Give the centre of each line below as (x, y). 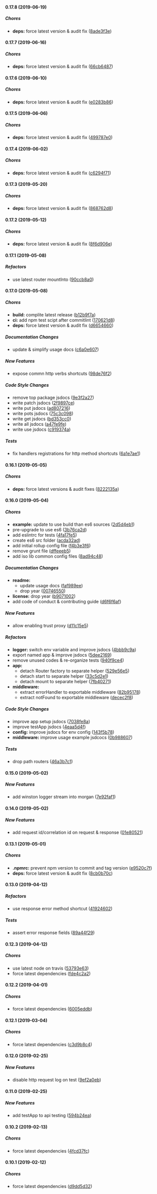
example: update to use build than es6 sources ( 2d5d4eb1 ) (73, 524)
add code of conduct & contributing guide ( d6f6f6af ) (67, 602)
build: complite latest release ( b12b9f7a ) (54, 315)
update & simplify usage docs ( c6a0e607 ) (55, 349)
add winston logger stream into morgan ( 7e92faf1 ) (64, 797)
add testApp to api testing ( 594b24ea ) (52, 1115)
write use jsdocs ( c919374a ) (41, 429)
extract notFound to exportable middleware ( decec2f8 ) (76, 697)
